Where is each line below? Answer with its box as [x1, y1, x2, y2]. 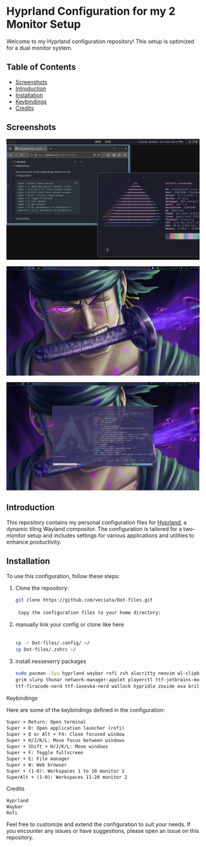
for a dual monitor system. [6, 44, 73, 52]
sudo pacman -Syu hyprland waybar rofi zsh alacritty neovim [15, 670, 175, 676]
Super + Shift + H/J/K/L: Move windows [6, 743, 109, 749]
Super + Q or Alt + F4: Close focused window [6, 731, 124, 737]
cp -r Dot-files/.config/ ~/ [15, 640, 90, 646]
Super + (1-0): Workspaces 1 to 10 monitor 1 [6, 768, 124, 774]
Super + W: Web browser [6, 762, 67, 768]
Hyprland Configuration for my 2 [6, 4, 176, 18]
